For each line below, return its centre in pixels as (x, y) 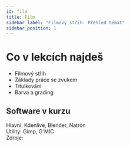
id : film (17, 12)
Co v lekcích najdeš (55, 57)
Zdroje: (15, 138)
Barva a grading (34, 93)
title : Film (21, 17)
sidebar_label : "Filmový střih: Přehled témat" (66, 22)
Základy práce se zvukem (46, 80)
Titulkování (28, 86)
